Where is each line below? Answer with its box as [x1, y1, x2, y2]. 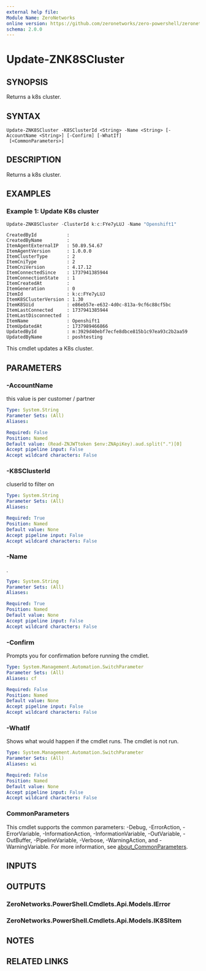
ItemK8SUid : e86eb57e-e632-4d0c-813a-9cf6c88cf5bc [6, 302, 172, 308]
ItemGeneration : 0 [6, 286, 75, 292]
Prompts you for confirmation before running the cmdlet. [6, 652, 150, 660]
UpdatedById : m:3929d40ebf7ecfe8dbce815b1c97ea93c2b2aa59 [6, 329, 188, 335]
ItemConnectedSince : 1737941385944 [6, 269, 109, 276]
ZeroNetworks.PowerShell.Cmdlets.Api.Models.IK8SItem [6, 916, 182, 925]
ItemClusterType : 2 [6, 253, 75, 260]
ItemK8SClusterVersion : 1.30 [6, 296, 84, 303]
